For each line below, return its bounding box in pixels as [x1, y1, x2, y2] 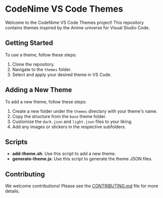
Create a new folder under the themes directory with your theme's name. [12, 108, 158, 114]
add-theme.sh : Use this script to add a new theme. [12, 151, 116, 157]
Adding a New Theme [5, 86, 72, 94]
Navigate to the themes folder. [12, 66, 72, 72]
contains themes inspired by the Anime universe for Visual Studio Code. [5, 24, 150, 30]
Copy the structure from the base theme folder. [12, 113, 107, 119]
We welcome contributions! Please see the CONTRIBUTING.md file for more [5, 183, 158, 189]
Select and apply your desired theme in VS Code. [12, 72, 112, 78]
